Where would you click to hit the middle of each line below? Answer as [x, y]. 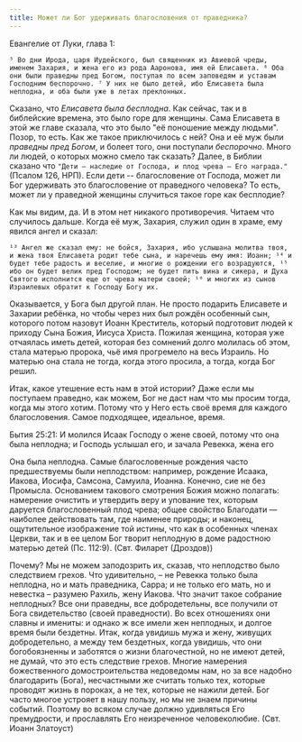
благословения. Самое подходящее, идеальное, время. [117, 417]
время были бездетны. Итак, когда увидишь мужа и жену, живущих [141, 632]
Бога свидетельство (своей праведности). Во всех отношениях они [140, 613]
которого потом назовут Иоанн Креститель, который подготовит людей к [151, 323]
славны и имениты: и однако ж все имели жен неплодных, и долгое [141, 622]
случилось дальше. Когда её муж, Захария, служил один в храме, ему [146, 221]
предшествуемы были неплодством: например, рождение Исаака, [139, 471]
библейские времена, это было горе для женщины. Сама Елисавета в [145, 117]
